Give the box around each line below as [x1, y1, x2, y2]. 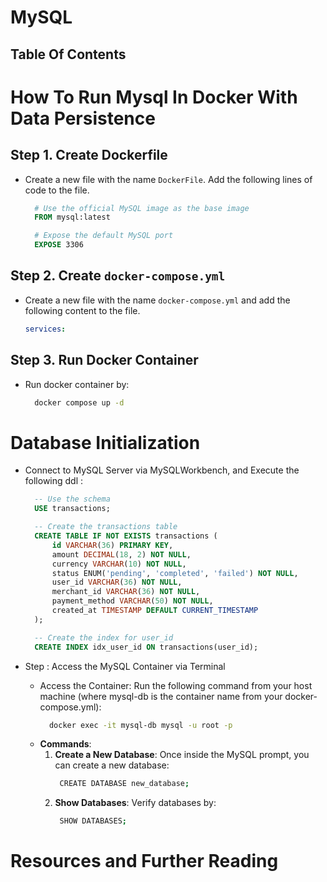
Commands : [39, 738, 92, 750]
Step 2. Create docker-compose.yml [10, 267, 226, 285]
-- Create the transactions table [34, 522, 178, 532]
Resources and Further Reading [10, 850, 279, 873]
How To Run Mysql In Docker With [10, 86, 298, 108]
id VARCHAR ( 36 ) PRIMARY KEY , [51, 540, 174, 550]
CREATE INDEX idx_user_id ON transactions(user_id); [34, 642, 259, 652]
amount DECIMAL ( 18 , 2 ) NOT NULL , [51, 549, 192, 560]
